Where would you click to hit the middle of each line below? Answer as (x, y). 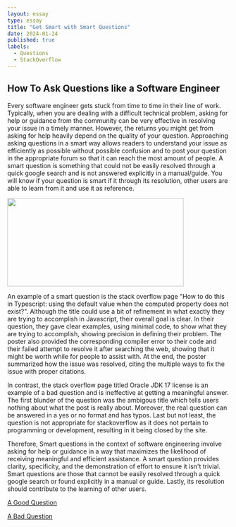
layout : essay (28, 14)
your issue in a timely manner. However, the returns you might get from (110, 128)
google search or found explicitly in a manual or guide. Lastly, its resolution (116, 481)
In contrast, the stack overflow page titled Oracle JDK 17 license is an (108, 385)
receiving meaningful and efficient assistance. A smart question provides (113, 458)
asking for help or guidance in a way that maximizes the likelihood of (107, 451)
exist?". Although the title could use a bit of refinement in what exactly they (116, 311)
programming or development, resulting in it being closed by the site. (107, 430)
